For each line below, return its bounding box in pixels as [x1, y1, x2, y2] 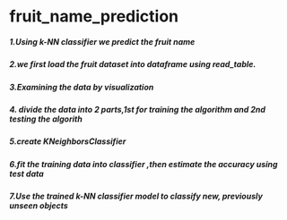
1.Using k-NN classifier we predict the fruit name [9, 36, 196, 47]
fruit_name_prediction [9, 6, 179, 27]
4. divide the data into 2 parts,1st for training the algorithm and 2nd [9, 104, 266, 114]
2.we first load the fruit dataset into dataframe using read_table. [9, 59, 257, 70]
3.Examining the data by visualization [9, 81, 154, 92]
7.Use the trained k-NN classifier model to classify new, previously [9, 190, 263, 202]
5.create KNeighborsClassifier [9, 136, 126, 147]
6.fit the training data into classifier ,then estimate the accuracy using [9, 158, 278, 169]
